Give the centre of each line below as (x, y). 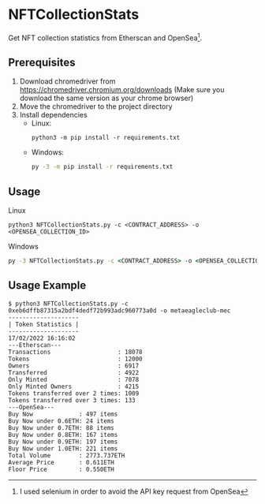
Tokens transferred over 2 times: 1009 (74, 393)
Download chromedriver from (67, 81)
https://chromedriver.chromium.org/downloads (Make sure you (122, 90)
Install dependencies (54, 115)
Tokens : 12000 (76, 359)
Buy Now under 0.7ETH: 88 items (61, 427)
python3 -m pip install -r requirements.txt (106, 138)
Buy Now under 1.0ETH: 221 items (63, 448)
